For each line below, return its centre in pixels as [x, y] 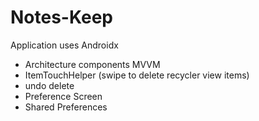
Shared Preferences [66, 107]
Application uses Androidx [64, 45]
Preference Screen [63, 96]
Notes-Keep [61, 17]
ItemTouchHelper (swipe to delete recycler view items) [137, 75]
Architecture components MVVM [92, 64]
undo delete [49, 85]
